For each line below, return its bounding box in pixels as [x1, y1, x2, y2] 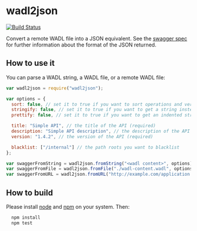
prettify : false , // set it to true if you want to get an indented [11, 112, 182, 118]
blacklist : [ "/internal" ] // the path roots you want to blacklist [11, 144, 180, 150]
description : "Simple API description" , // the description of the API [11, 128, 191, 134]
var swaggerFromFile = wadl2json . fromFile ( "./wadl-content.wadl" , [6, 166, 172, 172]
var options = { [6, 96, 46, 102]
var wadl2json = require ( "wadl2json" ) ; [6, 85, 104, 91]
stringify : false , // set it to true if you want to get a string [11, 107, 177, 113]
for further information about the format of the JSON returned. [6, 41, 157, 48]
